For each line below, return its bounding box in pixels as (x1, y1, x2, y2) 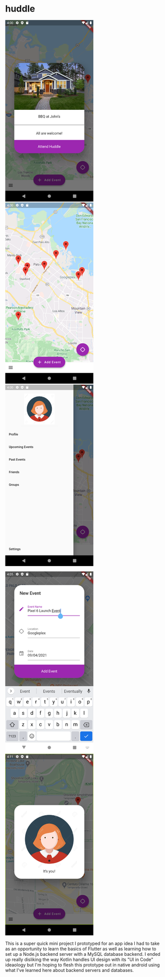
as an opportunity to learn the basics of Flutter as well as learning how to (5, 946, 156, 952)
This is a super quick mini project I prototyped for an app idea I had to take (5, 940, 160, 946)
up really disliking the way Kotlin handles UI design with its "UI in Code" (5, 956, 153, 962)
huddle (5, 3, 35, 15)
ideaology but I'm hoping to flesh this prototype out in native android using (5, 961, 160, 968)
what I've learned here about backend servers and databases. (5, 967, 134, 973)
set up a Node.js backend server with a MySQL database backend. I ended (5, 951, 160, 957)
